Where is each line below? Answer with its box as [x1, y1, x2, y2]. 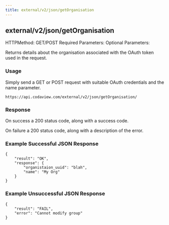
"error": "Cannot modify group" [14, 210, 83, 216]
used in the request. [5, 55, 47, 61]
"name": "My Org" [23, 170, 60, 175]
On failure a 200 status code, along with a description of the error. [5, 127, 144, 134]
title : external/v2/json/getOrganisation [5, 7, 94, 13]
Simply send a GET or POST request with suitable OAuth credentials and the [5, 79, 164, 85]
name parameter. [5, 84, 41, 90]
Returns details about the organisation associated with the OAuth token [5, 49, 154, 56]
